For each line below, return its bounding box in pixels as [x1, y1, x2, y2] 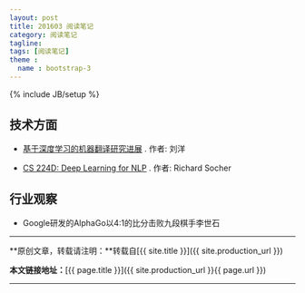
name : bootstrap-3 [17, 64, 92, 73]
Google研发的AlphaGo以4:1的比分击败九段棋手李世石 [22, 217, 221, 228]
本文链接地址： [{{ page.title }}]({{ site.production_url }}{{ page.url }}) [9, 264, 267, 275]
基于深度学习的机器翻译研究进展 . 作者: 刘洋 [22, 142, 186, 154]
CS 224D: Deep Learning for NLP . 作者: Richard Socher [22, 162, 231, 173]
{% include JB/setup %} [9, 88, 100, 100]
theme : [9, 55, 39, 64]
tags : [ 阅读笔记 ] [9, 47, 70, 56]
